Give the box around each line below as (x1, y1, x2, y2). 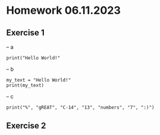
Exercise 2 (6, 121, 46, 131)
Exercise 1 (6, 28, 45, 38)
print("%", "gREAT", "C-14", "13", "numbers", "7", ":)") (6, 104, 155, 110)
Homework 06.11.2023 (6, 4, 122, 17)
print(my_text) (6, 82, 45, 88)
